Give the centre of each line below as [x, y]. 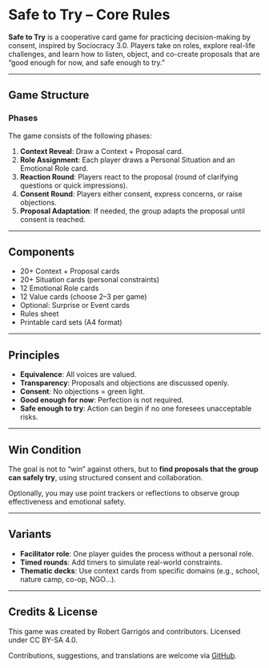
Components [41, 252]
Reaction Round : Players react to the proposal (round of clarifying [129, 176]
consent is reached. [52, 219]
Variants [30, 534]
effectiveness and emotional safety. [67, 502]
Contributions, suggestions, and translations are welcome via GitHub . [123, 655]
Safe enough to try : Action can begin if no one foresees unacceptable [136, 409]
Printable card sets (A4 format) [71, 322]
